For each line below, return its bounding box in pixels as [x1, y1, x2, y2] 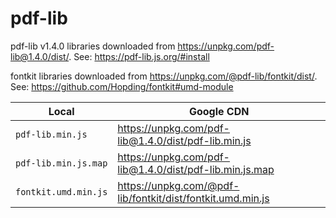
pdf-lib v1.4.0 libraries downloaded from [10, 40, 176, 52]
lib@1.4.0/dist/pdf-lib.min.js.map [117, 162, 275, 176]
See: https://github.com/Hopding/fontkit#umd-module [10, 80, 234, 92]
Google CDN [188, 104, 250, 118]
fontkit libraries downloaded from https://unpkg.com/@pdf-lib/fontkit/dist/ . [10, 70, 318, 82]
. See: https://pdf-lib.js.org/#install [68, 50, 210, 62]
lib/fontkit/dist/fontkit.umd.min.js [117, 191, 270, 205]
